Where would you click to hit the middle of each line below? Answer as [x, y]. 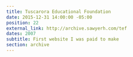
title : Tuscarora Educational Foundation [59, 12]
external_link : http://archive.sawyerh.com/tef [67, 28]
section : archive [28, 45]
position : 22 [22, 23]
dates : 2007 [21, 34]
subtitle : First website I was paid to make [63, 39]
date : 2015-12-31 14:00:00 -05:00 [49, 17]
